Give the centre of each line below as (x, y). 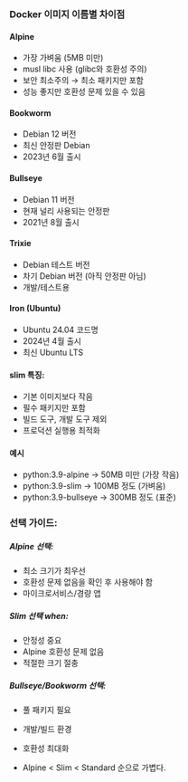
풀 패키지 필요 (47, 710)
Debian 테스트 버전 (56, 264)
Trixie (20, 243)
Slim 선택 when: (39, 615)
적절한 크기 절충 (50, 663)
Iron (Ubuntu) (35, 309)
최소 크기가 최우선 (54, 571)
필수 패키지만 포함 (54, 408)
